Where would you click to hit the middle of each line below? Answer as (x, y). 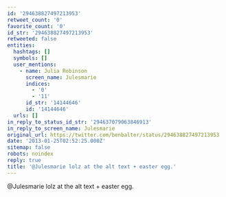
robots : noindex (30, 154)
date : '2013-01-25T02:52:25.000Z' (57, 141)
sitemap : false (29, 148)
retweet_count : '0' (35, 20)
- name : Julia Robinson (54, 71)
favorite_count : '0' (37, 26)
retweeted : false (32, 39)
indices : (38, 84)
